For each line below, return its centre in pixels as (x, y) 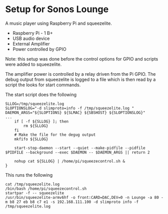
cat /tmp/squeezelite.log (32, 184)
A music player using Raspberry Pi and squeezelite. (59, 23)
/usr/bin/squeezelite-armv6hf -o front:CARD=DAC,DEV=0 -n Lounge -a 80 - (85, 197)
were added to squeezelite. (34, 64)
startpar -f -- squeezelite (35, 193)
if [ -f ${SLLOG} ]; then (42, 121)
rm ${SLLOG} (36, 126)
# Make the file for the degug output (55, 135)
